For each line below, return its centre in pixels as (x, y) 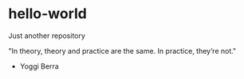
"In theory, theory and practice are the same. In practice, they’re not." (122, 51)
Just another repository (47, 36)
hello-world (48, 14)
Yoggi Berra (39, 66)
